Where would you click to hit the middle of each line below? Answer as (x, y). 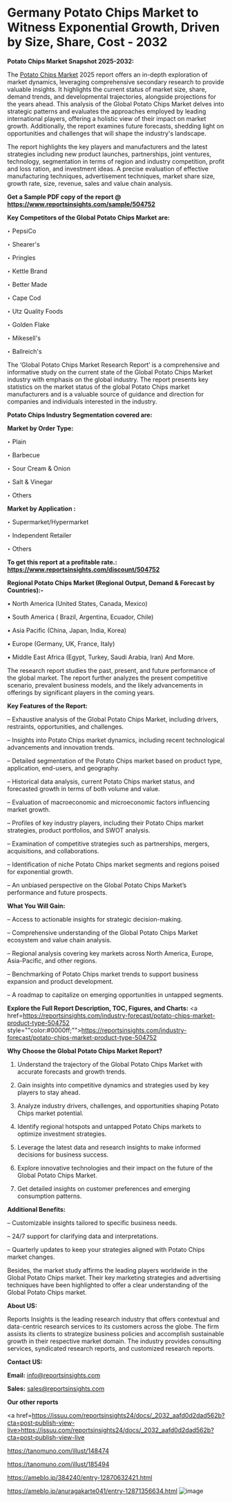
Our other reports (33, 1402)
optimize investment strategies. (62, 1134)
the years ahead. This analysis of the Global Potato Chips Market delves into (116, 104)
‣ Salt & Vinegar (30, 482)
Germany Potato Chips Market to (103, 13)
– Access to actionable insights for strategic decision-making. (95, 919)
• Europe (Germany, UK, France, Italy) (61, 643)
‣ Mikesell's (24, 338)
